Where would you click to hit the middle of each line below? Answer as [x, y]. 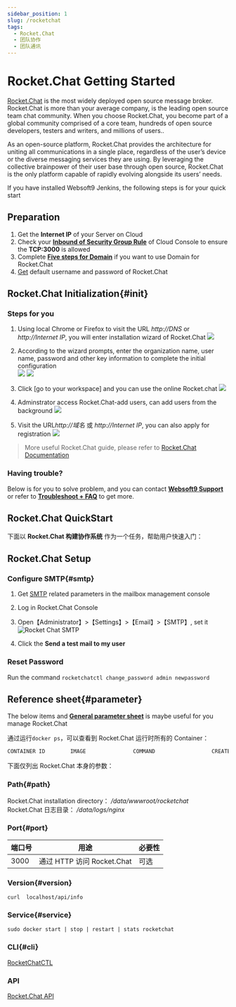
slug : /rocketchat [34, 20]
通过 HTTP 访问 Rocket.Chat [85, 861]
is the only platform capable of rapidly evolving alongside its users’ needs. [115, 174]
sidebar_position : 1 [38, 14]
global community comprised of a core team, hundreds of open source [110, 123]
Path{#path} [29, 785]
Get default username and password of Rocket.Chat [93, 271]
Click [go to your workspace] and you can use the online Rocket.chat [117, 389]
